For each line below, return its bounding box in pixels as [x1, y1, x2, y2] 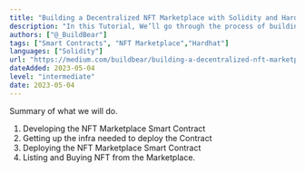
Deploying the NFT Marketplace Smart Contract [22, 142, 202, 153]
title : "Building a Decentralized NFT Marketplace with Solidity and [9, 13, 279, 23]
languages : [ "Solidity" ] [9, 47, 103, 56]
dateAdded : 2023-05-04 [9, 64, 95, 73]
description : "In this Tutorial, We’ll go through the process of [9, 22, 266, 31]
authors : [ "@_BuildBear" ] [9, 30, 107, 39]
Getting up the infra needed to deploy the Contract [22, 132, 212, 143]
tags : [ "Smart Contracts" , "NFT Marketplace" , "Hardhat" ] [9, 38, 230, 48]
